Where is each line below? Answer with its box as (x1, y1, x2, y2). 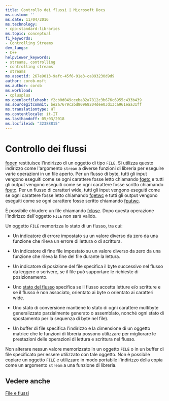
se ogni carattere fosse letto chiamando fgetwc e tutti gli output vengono (5, 192, 158, 198)
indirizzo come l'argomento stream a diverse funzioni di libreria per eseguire (5, 165, 164, 171)
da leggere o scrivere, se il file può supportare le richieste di (12, 268, 139, 275)
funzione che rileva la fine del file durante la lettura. (12, 253, 120, 260)
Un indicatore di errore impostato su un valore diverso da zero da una (12, 233, 158, 239)
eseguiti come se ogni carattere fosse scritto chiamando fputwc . (5, 197, 141, 204)
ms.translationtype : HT (5, 107, 56, 112)
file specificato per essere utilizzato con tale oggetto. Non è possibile (5, 351, 150, 357)
